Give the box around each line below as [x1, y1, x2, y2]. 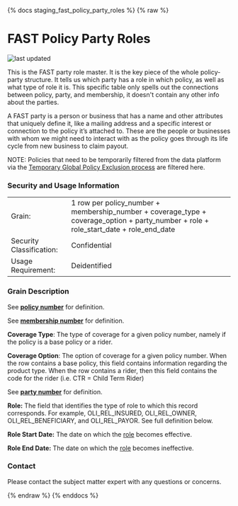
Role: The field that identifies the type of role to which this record [7, 401, 198, 410]
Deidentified [71, 261, 112, 271]
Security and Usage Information [7, 180, 120, 190]
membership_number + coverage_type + [71, 207, 207, 217]
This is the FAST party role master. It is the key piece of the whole [7, 67, 199, 76]
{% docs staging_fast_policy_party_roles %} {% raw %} [7, 6, 169, 14]
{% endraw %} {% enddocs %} [7, 491, 99, 500]
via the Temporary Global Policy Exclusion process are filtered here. [7, 163, 205, 171]
